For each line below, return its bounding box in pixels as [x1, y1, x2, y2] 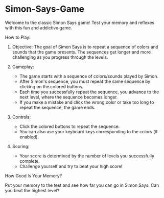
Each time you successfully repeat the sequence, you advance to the [19, 89, 159, 95]
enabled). [19, 134, 39, 140]
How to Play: [5, 34, 31, 40]
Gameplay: [12, 64, 34, 70]
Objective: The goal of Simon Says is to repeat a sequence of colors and [12, 44, 159, 49]
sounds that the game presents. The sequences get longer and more [12, 49, 151, 55]
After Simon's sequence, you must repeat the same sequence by [19, 78, 151, 84]
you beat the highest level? [5, 187, 60, 193]
